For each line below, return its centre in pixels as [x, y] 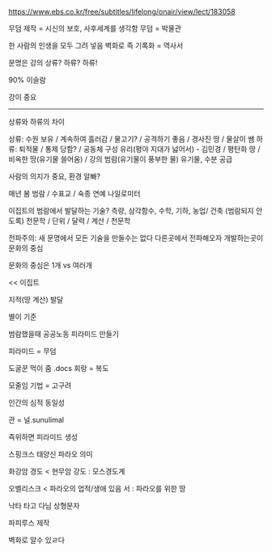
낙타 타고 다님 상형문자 [44, 506]
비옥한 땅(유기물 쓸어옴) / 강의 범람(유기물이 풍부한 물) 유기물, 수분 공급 [121, 159]
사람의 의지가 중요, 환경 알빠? [55, 176]
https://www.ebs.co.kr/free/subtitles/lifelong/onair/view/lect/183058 [122, 12]
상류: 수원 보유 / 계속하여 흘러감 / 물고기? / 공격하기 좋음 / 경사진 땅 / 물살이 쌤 [132, 139]
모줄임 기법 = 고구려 [40, 386]
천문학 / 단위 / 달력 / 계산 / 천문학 [78, 221]
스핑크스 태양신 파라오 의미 [51, 454]
